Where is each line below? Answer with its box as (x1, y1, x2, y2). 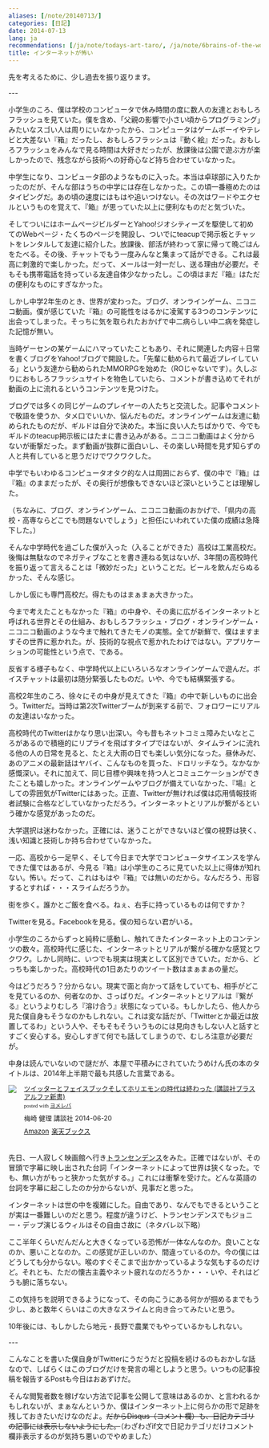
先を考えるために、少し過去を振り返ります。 (8, 72, 155, 81)
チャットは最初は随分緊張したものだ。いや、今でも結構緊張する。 (22, 674, 239, 683)
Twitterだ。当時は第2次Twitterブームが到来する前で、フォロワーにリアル (22, 701, 261, 711)
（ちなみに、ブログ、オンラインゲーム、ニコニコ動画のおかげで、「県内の (8, 505, 250, 515)
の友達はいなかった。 (8, 712, 78, 720)
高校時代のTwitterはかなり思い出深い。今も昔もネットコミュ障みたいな (8, 728, 242, 737)
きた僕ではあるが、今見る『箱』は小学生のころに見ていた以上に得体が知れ (14, 863, 261, 872)
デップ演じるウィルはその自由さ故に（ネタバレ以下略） (22, 1220, 205, 1230)
